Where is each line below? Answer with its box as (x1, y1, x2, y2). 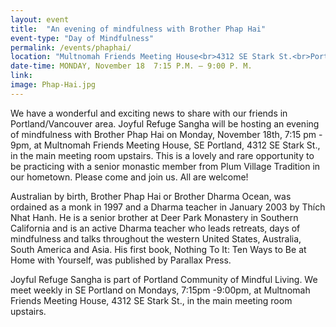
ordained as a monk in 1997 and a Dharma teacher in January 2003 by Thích (10, 201, 326, 213)
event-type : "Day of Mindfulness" (10, 33, 155, 43)
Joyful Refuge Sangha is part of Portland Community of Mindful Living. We (10, 273, 318, 285)
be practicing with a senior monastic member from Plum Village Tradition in (10, 160, 321, 172)
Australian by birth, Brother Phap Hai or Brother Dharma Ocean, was (10, 190, 292, 202)
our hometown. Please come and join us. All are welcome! (10, 171, 249, 183)
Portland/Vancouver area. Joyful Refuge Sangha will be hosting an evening (10, 117, 320, 130)
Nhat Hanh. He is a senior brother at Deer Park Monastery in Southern (10, 211, 299, 223)
